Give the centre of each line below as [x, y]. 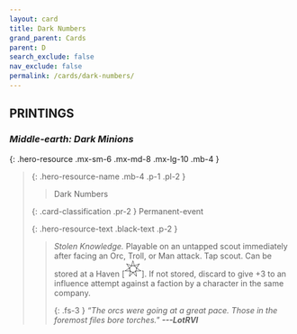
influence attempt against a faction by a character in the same [169, 283]
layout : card [34, 19]
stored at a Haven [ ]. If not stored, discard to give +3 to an [170, 274]
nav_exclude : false [46, 67]
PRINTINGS [42, 114]
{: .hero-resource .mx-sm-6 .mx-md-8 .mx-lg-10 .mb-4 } [114, 158]
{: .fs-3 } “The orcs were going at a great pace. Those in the [166, 310]
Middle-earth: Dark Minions [72, 140]
